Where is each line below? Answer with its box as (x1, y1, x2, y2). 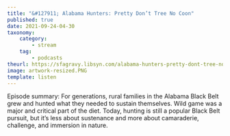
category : (19, 36, 48, 42)
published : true (7, 16, 53, 23)
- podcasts (31, 55, 63, 62)
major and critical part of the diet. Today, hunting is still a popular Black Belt (7, 107, 220, 115)
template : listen (7, 73, 57, 81)
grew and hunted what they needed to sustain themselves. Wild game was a (7, 100, 222, 108)
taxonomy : (7, 29, 36, 36)
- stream (31, 42, 57, 49)
